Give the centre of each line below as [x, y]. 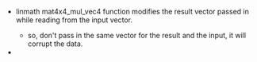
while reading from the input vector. [74, 20]
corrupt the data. [55, 44]
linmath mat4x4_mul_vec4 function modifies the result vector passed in [132, 12]
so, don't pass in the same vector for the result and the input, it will [137, 35]
